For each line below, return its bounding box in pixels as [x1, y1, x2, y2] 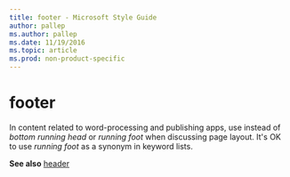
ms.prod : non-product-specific [9, 54, 125, 63]
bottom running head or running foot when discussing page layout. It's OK [9, 131, 282, 142]
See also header [9, 157, 69, 169]
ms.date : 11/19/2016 [9, 37, 86, 47]
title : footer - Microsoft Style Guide [9, 12, 157, 22]
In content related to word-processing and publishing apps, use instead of [9, 122, 281, 133]
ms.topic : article [9, 46, 77, 55]
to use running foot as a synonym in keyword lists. [9, 141, 193, 151]
